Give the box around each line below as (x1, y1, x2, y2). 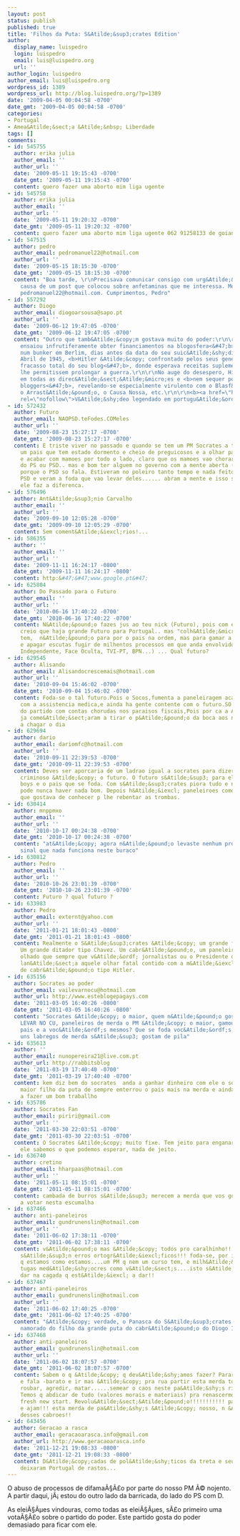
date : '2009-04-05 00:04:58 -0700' (7, 97, 114, 104)
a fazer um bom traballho (20, 1093, 98, 1100)
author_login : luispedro (7, 70, 81, 77)
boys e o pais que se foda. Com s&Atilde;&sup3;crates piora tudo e (20, 780, 229, 788)
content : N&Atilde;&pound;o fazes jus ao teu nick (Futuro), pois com (14, 621, 229, 628)
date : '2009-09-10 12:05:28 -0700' (14, 515, 120, 522)
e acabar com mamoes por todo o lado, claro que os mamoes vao (20, 455, 213, 463)
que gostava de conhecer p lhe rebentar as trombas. (20, 794, 181, 801)
